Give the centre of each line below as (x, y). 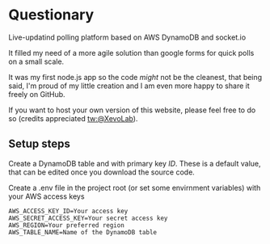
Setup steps (39, 144)
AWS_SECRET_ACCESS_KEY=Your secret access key (88, 218)
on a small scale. (36, 61)
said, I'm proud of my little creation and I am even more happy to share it (129, 86)
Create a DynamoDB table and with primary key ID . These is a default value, (135, 163)
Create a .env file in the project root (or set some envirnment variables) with (135, 187)
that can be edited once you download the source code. (102, 172)
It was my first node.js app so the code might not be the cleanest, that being (135, 77)
